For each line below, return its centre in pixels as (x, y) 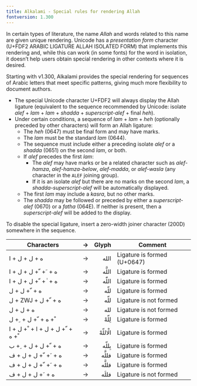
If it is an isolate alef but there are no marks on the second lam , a (111, 181)
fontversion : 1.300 (30, 17)
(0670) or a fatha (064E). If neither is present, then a (98, 206)
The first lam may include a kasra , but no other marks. (89, 194)
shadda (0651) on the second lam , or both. (75, 150)
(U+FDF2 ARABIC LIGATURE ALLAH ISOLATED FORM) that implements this (97, 46)
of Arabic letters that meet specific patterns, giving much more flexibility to (97, 82)
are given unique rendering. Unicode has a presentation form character (92, 40)
